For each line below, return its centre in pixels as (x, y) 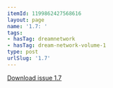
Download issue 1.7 (34, 78)
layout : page (26, 20)
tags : (15, 33)
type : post (23, 52)
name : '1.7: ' (28, 26)
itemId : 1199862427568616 (44, 13)
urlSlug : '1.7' (29, 58)
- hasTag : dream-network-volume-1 (57, 45)
